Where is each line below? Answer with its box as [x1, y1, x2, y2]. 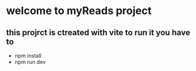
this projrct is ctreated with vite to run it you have [6, 28, 191, 38]
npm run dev [14, 59, 46, 65]
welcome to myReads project [6, 4, 152, 18]
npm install [14, 52, 42, 59]
